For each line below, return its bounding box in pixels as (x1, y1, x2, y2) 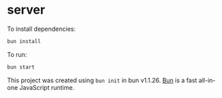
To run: (7, 50, 27, 58)
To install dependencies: (7, 25, 77, 33)
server (7, 2, 46, 18)
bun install (7, 38, 41, 45)
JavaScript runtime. (19, 83, 75, 91)
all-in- (198, 76, 216, 84)
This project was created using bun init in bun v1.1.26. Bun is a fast (7, 76, 197, 84)
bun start (7, 64, 36, 71)
